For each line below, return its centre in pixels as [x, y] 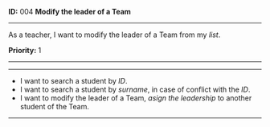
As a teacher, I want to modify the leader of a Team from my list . [115, 35]
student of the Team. [55, 107]
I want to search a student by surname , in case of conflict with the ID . [135, 89]
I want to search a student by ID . [74, 81]
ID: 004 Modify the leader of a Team [70, 12]
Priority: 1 [25, 50]
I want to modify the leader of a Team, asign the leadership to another [136, 98]
